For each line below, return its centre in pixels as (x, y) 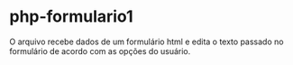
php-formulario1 (71, 17)
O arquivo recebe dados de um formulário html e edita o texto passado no (146, 42)
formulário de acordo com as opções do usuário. (100, 51)
